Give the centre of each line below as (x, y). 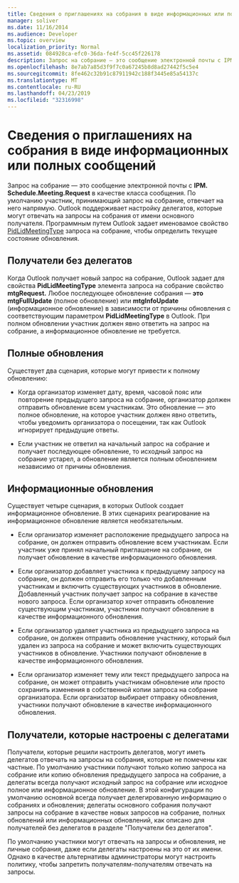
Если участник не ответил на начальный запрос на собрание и (113, 443)
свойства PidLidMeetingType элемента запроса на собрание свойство (116, 285)
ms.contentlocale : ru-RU (44, 87)
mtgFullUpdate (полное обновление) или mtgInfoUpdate (93, 301)
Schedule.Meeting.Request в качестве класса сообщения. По (102, 192)
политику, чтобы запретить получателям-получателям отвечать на (110, 864)
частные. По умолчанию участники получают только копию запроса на (117, 768)
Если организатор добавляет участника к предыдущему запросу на (121, 572)
